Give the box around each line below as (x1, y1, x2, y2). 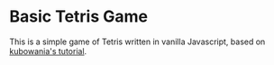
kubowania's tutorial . (9, 45, 87, 56)
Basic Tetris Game (9, 6, 149, 27)
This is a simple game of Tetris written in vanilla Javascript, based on (9, 36, 266, 47)
